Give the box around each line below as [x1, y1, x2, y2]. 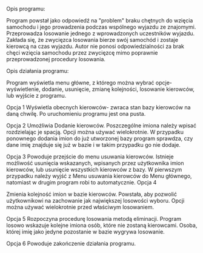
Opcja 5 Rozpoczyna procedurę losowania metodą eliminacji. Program [6, 215, 182, 222]
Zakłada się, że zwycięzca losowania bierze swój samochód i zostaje [6, 36, 179, 43]
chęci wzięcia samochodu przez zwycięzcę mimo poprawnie [6, 49, 159, 56]
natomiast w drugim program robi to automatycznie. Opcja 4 [6, 179, 157, 186]
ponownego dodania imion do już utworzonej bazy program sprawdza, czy [6, 135, 193, 142]
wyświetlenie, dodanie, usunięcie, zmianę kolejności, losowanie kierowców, [6, 86, 195, 93]
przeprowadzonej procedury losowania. [6, 56, 106, 62]
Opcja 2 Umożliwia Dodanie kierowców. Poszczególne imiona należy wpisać [6, 122, 197, 129]
